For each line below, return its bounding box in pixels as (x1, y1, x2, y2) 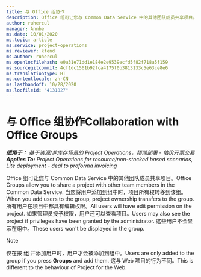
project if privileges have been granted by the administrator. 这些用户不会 (6, 217, 188, 225)
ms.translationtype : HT (6, 70, 66, 76)
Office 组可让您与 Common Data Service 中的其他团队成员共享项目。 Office (6, 174, 192, 181)
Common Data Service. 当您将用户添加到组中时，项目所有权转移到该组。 (6, 188, 187, 196)
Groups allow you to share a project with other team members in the (6, 181, 175, 188)
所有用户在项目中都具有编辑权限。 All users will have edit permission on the (6, 202, 192, 210)
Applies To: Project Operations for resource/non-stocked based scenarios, (6, 155, 193, 163)
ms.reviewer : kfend (6, 48, 55, 54)
